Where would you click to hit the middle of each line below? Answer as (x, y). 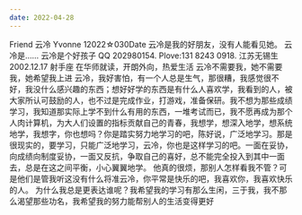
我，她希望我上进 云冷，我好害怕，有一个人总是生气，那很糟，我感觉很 (140, 78)
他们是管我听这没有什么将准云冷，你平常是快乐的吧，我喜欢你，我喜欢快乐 (155, 178)
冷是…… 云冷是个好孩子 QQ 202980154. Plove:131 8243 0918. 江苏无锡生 (144, 56)
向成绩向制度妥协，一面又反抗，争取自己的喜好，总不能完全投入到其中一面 (147, 156)
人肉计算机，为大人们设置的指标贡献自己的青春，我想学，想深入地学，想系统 (151, 123)
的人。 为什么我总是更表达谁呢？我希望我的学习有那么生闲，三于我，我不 (144, 190)
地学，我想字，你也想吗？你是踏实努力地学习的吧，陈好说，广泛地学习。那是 (151, 133)
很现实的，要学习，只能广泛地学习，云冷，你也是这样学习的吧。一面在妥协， (151, 145)
